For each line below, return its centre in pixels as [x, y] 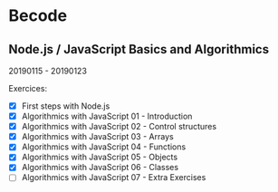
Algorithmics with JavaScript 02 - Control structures [119, 127]
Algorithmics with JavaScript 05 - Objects [100, 157]
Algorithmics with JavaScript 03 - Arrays [97, 137]
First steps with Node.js [66, 106]
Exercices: [28, 88]
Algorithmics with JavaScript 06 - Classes [100, 168]
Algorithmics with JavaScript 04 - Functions [104, 147]
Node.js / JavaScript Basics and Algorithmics [139, 49]
